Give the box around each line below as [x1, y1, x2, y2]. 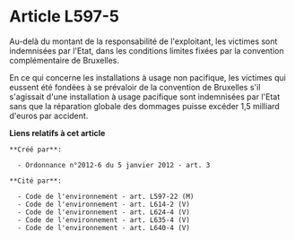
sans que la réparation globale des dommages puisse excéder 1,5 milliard [9, 100, 280, 111]
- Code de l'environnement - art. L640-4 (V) [17, 223, 191, 232]
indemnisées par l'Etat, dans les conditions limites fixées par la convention [9, 45, 284, 56]
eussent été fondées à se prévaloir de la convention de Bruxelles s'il [9, 81, 261, 92]
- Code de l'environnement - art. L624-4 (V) [17, 208, 191, 217]
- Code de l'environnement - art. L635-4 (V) [17, 215, 191, 225]
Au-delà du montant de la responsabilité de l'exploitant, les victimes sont [9, 36, 278, 47]
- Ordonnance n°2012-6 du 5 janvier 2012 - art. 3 [17, 160, 211, 169]
